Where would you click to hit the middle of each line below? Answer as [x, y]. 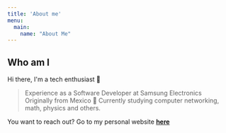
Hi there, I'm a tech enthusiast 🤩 [54, 79]
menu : [15, 21]
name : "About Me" [46, 34]
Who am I [28, 62]
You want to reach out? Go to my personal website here [89, 122]
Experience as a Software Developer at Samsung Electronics [113, 93]
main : [22, 27]
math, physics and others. [63, 108]
